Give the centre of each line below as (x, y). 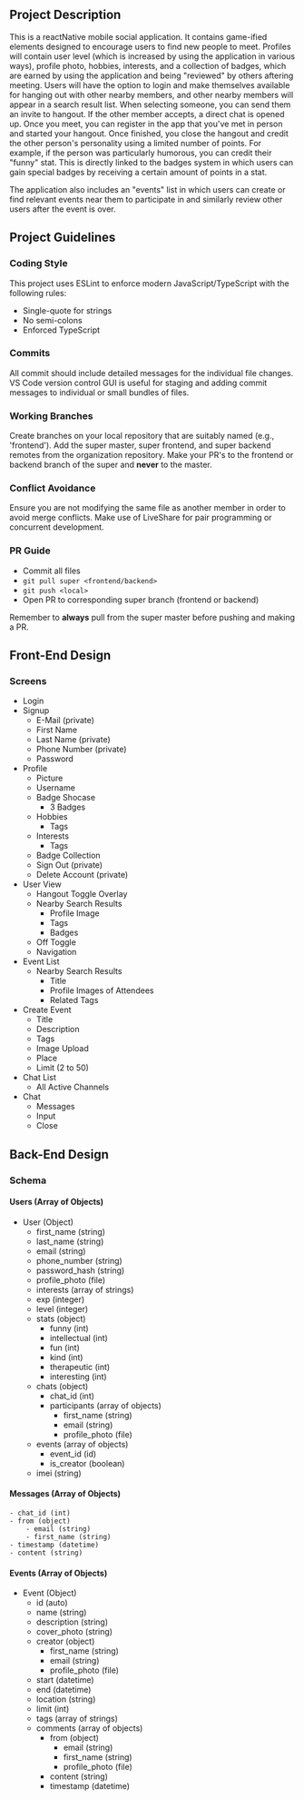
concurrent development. (57, 527)
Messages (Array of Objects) (65, 1494)
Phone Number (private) (81, 750)
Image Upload (62, 1049)
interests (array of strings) (85, 1289)
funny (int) (69, 1328)
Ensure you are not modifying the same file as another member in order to (147, 508)
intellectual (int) (79, 1338)
